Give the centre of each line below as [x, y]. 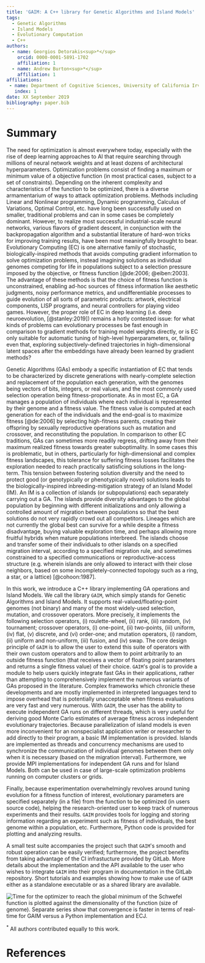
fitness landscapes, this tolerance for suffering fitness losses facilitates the [101, 460]
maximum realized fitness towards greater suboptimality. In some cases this [102, 447]
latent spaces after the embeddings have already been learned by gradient [100, 351]
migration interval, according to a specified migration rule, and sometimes [99, 550]
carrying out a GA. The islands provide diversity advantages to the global [98, 499]
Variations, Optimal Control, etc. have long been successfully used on [94, 208]
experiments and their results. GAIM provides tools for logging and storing [98, 814]
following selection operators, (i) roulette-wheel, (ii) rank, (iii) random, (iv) [99, 621]
